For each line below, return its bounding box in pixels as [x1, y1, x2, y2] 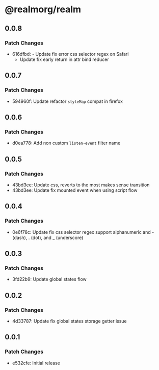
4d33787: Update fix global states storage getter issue [12, 318, 127, 324]
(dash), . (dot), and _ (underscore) [12, 234, 84, 241]
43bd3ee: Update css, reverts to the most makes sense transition [12, 182, 150, 188]
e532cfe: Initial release [12, 360, 61, 366]
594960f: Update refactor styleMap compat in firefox [12, 98, 123, 104]
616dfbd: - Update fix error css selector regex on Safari [12, 51, 129, 57]
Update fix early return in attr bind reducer [19, 56, 109, 62]
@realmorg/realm [5, 4, 82, 15]
